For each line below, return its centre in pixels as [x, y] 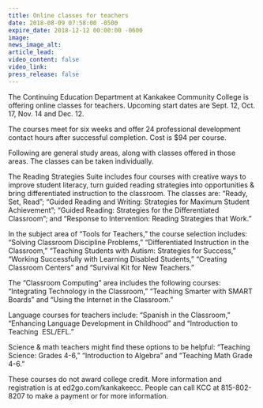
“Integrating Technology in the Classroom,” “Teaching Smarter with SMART [130, 291]
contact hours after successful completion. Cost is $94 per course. [117, 137]
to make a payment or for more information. [98, 395]
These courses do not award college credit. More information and [115, 379]
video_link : [28, 67]
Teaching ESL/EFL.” [41, 331]
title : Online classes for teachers [68, 15]
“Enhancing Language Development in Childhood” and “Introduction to [123, 323]
